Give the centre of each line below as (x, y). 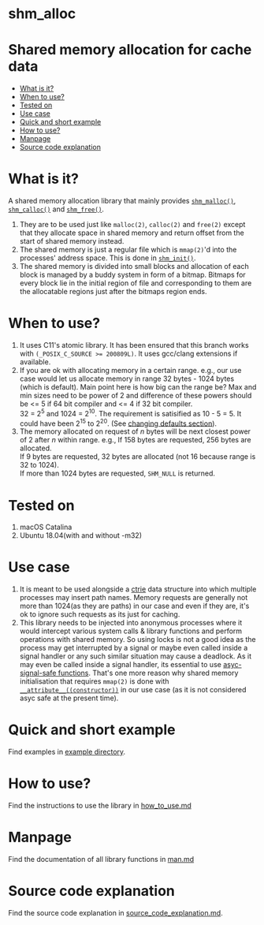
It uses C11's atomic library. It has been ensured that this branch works (134, 345)
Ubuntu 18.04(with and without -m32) (81, 535)
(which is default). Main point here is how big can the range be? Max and (138, 387)
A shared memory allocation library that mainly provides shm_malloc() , (122, 201)
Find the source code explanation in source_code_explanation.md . (115, 912)
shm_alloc (42, 14)
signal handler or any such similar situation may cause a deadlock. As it (136, 656)
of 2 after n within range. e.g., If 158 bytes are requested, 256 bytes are (135, 440)
